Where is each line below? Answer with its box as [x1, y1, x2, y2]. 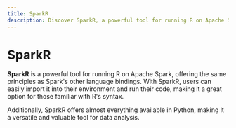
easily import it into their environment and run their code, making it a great [7, 85, 223, 93]
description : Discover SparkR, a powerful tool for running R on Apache [7, 17, 225, 24]
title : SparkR [7, 10, 49, 17]
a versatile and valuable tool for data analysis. [7, 113, 140, 122]
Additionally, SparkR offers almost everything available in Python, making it [7, 106, 225, 114]
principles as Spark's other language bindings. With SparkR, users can [7, 78, 212, 86]
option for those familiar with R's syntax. [7, 92, 124, 101]
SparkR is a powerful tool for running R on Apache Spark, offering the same [7, 70, 227, 78]
